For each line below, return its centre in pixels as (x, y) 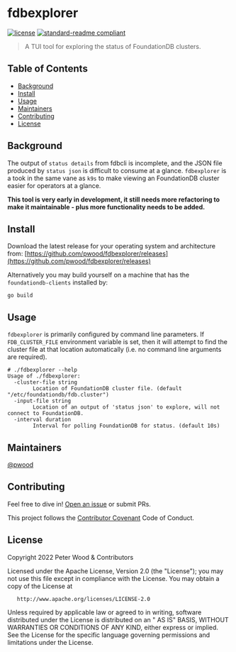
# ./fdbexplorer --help (43, 370)
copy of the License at (40, 586)
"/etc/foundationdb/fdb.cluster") (58, 395)
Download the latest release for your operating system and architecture (112, 246)
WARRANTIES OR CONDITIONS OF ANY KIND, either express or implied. (113, 627)
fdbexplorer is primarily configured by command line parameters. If (106, 334)
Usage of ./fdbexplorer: (44, 376)
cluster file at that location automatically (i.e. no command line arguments (114, 350)
